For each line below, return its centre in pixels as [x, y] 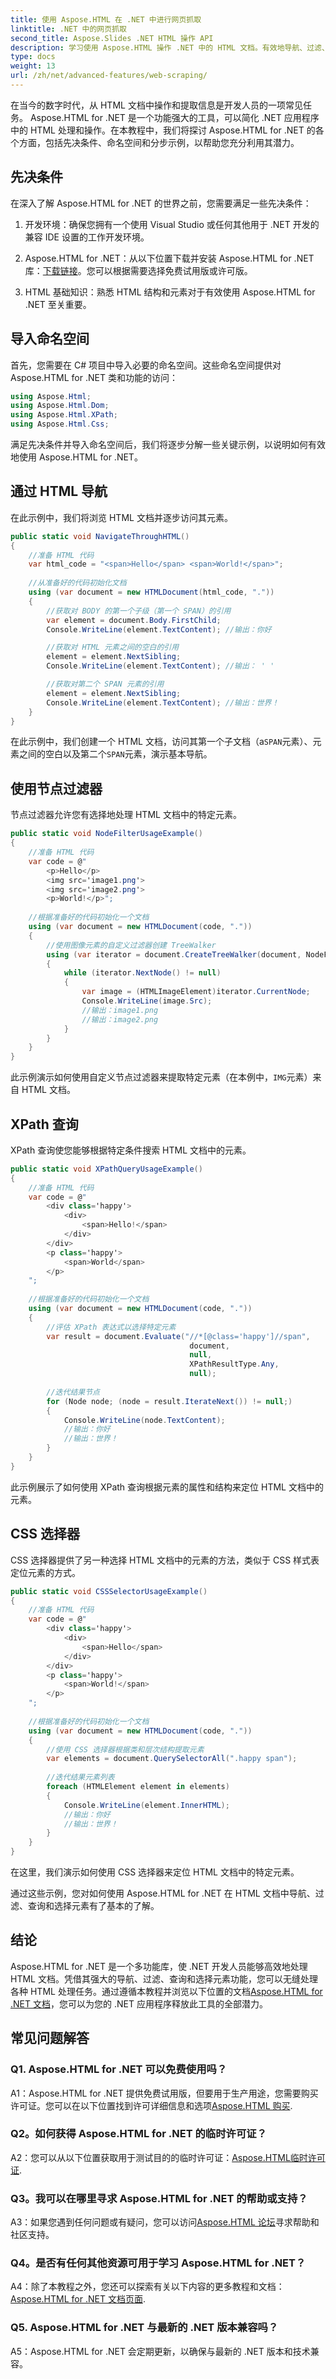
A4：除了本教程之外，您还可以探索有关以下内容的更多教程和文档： [147, 2287]
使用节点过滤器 [56, 788]
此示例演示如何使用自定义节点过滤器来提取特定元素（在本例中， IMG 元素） [161, 1077]
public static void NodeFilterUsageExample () [106, 834]
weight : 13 [33, 66]
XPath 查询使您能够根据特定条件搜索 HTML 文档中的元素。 [131, 1150]
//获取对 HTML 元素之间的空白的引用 [113, 647]
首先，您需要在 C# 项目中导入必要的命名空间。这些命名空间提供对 [146, 365]
